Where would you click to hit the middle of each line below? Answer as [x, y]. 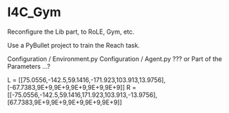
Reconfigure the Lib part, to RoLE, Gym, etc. [71, 32]
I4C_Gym [34, 12]
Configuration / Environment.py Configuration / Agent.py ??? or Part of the [115, 59]
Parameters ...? [29, 66]
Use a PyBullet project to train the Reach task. [74, 45]
